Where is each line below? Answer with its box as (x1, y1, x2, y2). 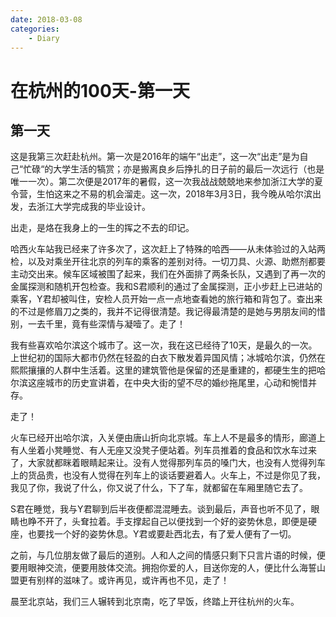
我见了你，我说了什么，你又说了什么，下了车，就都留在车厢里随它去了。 (10, 482, 308, 494)
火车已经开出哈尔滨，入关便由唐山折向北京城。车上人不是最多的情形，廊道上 (10, 432, 326, 444)
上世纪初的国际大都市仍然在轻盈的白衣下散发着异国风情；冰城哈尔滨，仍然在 (10, 352, 326, 364)
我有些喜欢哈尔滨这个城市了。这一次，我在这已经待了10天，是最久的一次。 (10, 339, 318, 351)
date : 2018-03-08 (10, 14, 83, 25)
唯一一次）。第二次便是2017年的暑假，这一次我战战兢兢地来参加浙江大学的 (10, 176, 315, 188)
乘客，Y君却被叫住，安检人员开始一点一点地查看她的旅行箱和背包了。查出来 (10, 293, 323, 305)
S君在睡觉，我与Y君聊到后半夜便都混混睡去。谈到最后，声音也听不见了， (10, 503, 312, 515)
